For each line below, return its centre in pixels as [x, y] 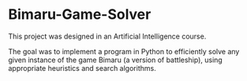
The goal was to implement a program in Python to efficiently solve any [124, 51]
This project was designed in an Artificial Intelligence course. [107, 36]
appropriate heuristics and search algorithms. [82, 68]
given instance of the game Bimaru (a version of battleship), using [115, 60]
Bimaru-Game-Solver [80, 15]
